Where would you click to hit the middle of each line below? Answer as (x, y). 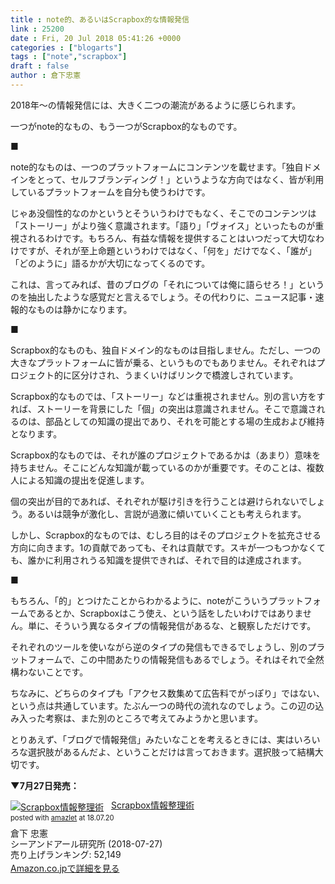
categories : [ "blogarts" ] (66, 47)
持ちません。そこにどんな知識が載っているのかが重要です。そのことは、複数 (167, 467)
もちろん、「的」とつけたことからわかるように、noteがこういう (140, 600)
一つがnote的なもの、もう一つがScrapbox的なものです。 (126, 126)
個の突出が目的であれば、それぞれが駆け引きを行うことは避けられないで (159, 501)
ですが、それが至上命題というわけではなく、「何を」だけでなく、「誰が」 (167, 250)
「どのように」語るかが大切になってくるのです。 (110, 263)
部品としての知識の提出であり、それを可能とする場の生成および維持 (184, 421)
